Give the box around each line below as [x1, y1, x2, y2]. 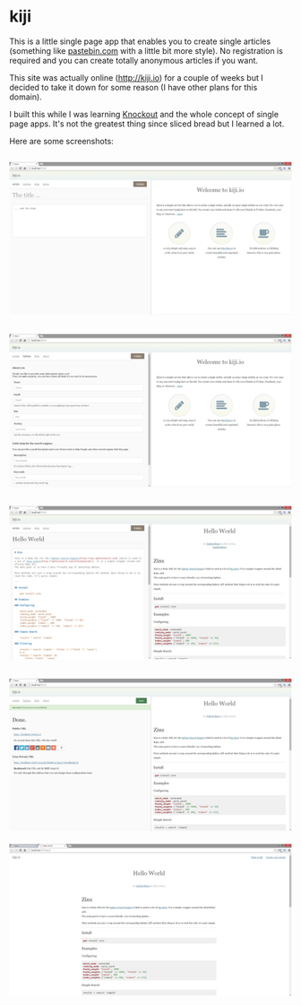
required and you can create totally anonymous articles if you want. [9, 55, 258, 65]
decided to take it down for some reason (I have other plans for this [9, 82, 258, 92]
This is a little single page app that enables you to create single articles [9, 36, 271, 47]
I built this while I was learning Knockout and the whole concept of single [9, 108, 279, 119]
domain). [9, 91, 42, 102]
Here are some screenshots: [9, 135, 114, 146]
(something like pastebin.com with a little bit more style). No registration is [9, 45, 284, 56]
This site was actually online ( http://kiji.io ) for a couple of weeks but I [9, 72, 263, 82]
